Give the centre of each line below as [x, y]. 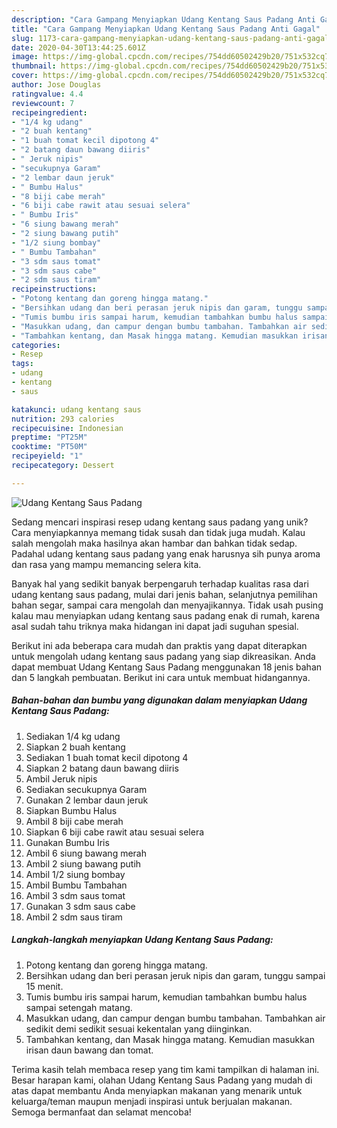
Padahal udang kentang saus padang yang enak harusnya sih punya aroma [166, 553]
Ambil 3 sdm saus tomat [75, 895]
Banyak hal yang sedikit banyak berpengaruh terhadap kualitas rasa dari [160, 583]
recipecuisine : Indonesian [67, 428]
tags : [22, 364]
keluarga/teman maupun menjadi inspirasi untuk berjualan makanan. [152, 1101]
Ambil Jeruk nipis [61, 778]
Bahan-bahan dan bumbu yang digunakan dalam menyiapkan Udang [159, 700]
